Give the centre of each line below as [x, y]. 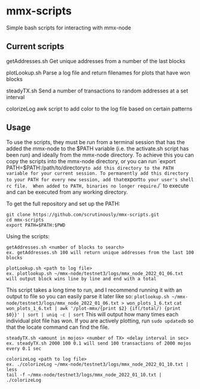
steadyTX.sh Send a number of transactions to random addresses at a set [97, 91]
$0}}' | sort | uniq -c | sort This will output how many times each [92, 314]
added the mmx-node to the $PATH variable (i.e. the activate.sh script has [98, 148]
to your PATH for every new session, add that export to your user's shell [100, 179]
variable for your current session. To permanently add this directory [97, 173]
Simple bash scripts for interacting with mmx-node [69, 28]
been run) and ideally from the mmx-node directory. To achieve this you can [100, 155]
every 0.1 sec [24, 348]
